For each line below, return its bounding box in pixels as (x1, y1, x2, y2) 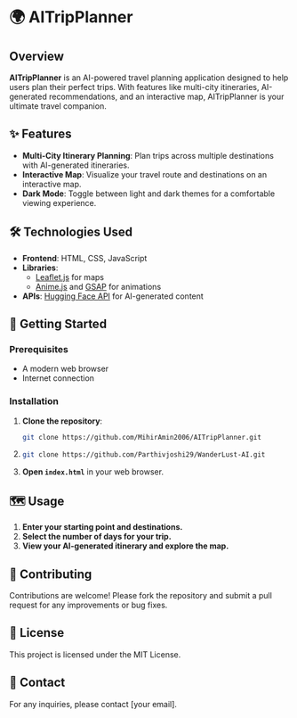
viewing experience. (21, 197, 97, 208)
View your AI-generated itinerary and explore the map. (21, 541, 229, 551)
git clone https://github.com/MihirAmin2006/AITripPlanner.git (21, 433, 262, 442)
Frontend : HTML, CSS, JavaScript (21, 252, 148, 263)
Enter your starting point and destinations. (21, 522, 183, 532)
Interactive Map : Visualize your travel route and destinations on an (21, 169, 268, 179)
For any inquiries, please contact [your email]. (9, 698, 178, 709)
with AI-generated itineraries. (21, 160, 131, 170)
